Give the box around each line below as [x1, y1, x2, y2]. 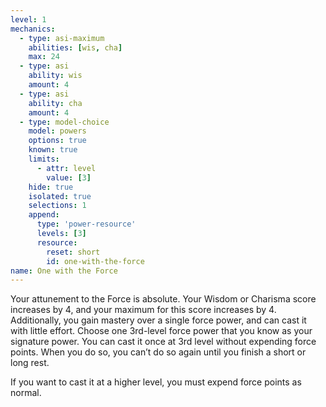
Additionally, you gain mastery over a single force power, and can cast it [10, 314, 307, 326]
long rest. [10, 357, 50, 369]
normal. [10, 387, 42, 399]
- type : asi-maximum [19, 33, 105, 43]
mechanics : [10, 24, 56, 34]
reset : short [46, 247, 101, 257]
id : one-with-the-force [46, 256, 145, 266]
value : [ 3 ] [46, 172, 92, 183]
